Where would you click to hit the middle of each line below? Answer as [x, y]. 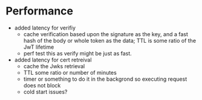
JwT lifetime [39, 47]
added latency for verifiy [45, 28]
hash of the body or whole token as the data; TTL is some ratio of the [110, 40]
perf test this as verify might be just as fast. [78, 53]
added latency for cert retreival [53, 60]
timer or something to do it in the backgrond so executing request [105, 79]
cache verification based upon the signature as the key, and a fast [106, 34]
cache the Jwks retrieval [54, 66]
